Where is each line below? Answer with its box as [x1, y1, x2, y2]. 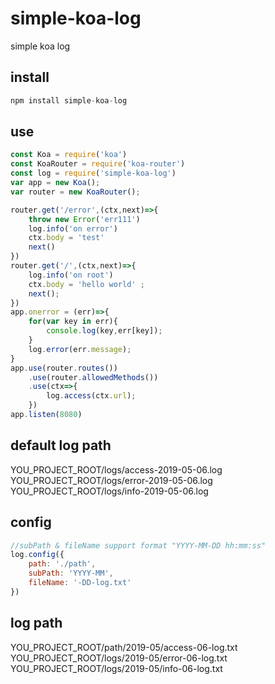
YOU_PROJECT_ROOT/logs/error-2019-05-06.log [10, 474, 213, 486]
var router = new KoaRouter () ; [10, 187, 141, 197]
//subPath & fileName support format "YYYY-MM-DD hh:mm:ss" [10, 540, 267, 551]
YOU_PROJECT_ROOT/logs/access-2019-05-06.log [10, 463, 223, 476]
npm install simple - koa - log [10, 95, 128, 106]
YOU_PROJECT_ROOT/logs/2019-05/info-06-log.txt [10, 662, 223, 674]
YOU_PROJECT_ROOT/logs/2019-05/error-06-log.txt [10, 652, 228, 664]
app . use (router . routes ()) [10, 363, 118, 373]
